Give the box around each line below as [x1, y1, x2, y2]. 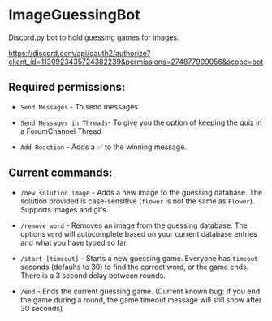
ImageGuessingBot [8, 6, 140, 24]
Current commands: [8, 166, 113, 180]
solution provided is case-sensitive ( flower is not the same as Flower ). [19, 196, 255, 206]
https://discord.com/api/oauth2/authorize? [8, 48, 151, 58]
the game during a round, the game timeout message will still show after [19, 294, 262, 305]
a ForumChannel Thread [19, 126, 101, 135]
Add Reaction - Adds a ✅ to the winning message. [19, 142, 187, 152]
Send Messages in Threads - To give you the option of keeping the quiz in [19, 118, 262, 127]
